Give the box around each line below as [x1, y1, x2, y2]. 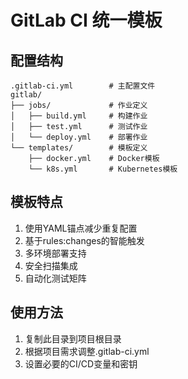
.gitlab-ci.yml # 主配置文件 [10, 81, 156, 91]
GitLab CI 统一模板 [10, 9, 163, 32]
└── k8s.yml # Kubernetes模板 [28, 164, 178, 174]
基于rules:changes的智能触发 [24, 234, 145, 246]
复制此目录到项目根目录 [24, 332, 122, 345]
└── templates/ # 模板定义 [10, 143, 148, 153]
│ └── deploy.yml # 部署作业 [10, 132, 148, 142]
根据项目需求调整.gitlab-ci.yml [24, 345, 150, 357]
